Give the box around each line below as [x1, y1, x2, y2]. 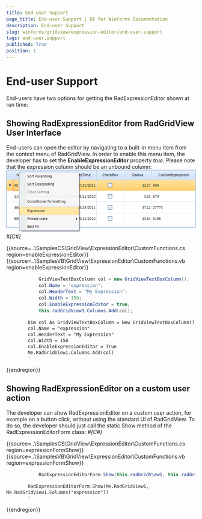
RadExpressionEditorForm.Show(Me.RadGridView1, [28, 483, 149, 489]
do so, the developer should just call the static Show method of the [6, 422, 173, 429]
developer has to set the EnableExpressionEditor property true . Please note [6, 157, 195, 164]
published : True [6, 42, 47, 48]
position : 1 [6, 48, 36, 54]
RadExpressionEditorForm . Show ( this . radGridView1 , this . [38, 471, 182, 477]
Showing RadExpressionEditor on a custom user [6, 383, 191, 394]
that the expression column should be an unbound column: [6, 163, 152, 170]
